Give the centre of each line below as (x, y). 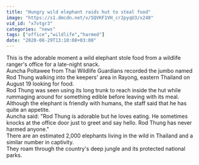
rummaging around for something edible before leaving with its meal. (93, 97)
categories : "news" (31, 29)
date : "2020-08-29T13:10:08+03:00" (51, 40)
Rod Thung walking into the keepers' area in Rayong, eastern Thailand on (98, 77)
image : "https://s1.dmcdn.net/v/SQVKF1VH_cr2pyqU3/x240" (80, 18)
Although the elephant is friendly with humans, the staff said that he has (96, 103)
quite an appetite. (28, 110)
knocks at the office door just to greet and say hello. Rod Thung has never (99, 123)
